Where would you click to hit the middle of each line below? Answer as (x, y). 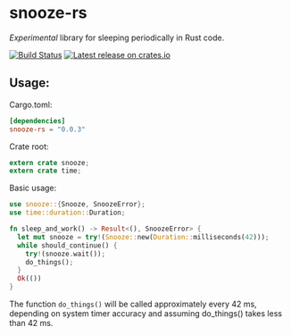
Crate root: (29, 147)
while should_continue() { (67, 245)
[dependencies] (37, 121)
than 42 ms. (31, 323)
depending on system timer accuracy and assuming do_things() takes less (146, 314)
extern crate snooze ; (50, 163)
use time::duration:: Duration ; (67, 213)
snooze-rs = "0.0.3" (48, 129)
